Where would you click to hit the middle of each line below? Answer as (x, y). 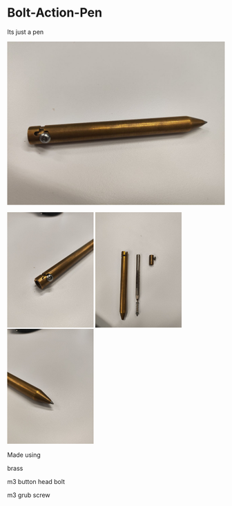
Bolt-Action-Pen (55, 13)
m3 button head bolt (36, 482)
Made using (24, 455)
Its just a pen (26, 32)
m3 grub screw (29, 495)
